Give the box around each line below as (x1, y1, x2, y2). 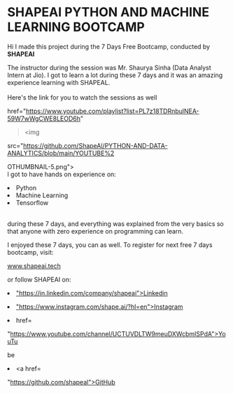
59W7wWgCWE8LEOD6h (7, 114, 81, 123)
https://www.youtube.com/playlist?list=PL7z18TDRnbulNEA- (25, 107, 199, 115)
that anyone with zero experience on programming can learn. (7, 227, 184, 235)
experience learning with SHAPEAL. (7, 78, 111, 86)
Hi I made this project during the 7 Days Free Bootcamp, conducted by (7, 42, 211, 51)
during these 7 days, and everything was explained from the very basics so (7, 219, 224, 228)
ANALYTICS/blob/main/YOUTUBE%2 (7, 149, 115, 157)
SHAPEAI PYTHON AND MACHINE (7, 4, 210, 20)
